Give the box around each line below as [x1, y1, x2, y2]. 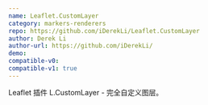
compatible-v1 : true [8, 65, 78, 73]
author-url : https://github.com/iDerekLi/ [8, 42, 153, 50]
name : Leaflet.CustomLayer [8, 11, 99, 20]
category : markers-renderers [8, 19, 106, 27]
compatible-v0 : [8, 57, 60, 65]
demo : [8, 49, 27, 57]
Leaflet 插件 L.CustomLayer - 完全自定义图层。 [8, 87, 164, 97]
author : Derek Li [8, 34, 67, 43]
